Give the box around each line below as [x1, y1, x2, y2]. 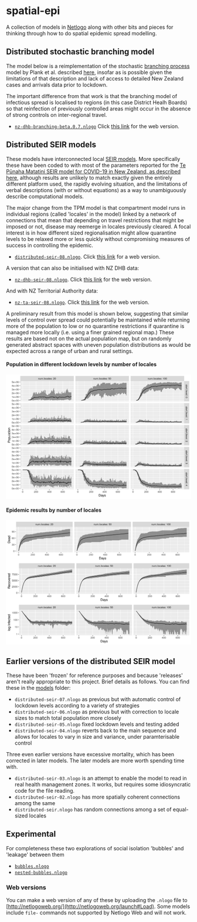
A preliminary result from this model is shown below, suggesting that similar [6, 310, 189, 317]
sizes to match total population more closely [14, 715, 121, 721]
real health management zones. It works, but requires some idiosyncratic [14, 781, 191, 788]
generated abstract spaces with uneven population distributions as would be [6, 341, 191, 348]
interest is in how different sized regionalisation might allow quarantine [6, 229, 177, 236]
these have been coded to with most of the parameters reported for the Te [6, 162, 186, 169]
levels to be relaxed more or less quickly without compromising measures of [6, 235, 191, 242]
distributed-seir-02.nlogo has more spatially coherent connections [14, 793, 181, 800]
